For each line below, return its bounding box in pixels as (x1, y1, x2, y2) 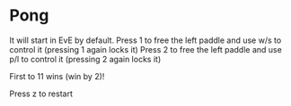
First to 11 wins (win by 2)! (9, 70, 105, 81)
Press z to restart (9, 88, 74, 99)
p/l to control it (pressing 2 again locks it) (9, 53, 162, 64)
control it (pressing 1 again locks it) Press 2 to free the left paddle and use (9, 44, 283, 54)
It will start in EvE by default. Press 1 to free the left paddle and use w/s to (9, 35, 282, 45)
